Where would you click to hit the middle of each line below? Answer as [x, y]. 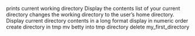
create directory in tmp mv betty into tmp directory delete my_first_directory [98, 27]
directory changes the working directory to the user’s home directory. [90, 15]
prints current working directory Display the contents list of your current [93, 8]
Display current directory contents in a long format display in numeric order [97, 21]
